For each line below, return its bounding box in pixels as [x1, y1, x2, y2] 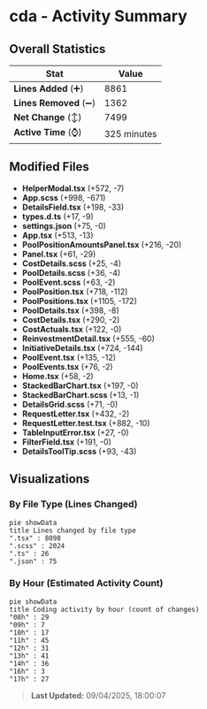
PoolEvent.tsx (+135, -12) [21, 352, 117, 362]
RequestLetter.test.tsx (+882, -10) [21, 417, 150, 428]
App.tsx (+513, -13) [21, 230, 95, 240]
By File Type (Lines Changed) [9, 498, 138, 510]
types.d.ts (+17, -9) [21, 210, 95, 222]
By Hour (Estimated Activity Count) [9, 577, 164, 590]
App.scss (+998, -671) [21, 192, 106, 202]
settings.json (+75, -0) [21, 220, 106, 231]
